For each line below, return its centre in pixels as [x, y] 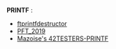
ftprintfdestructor [42, 23]
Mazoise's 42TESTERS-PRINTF [63, 38]
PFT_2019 [31, 31]
